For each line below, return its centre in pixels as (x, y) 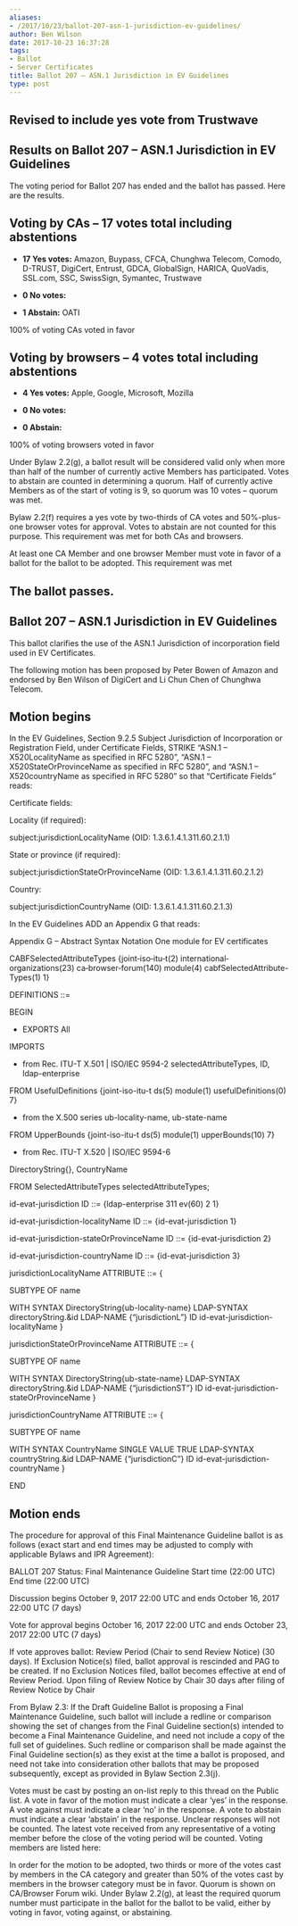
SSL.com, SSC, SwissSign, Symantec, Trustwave (112, 278)
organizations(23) (42, 968)
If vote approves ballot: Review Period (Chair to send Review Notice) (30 (142, 1652)
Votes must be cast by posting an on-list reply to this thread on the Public (144, 1791)
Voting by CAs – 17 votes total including (121, 224)
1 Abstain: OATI (51, 312)
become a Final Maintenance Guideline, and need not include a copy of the (147, 1736)
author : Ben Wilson (46, 34)
